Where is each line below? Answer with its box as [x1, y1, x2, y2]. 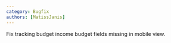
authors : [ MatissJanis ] [6, 14, 66, 20]
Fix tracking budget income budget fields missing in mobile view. [6, 30, 166, 37]
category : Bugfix [6, 8, 49, 15]
